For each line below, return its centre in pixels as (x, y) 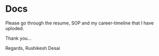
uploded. (15, 28)
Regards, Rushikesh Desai (33, 48)
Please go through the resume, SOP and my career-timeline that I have (80, 23)
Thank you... (18, 38)
